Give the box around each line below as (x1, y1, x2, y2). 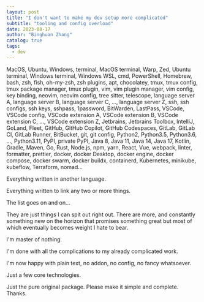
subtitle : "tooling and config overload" (6, 20, 114, 26)
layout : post (6, 9, 40, 15)
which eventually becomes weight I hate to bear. (6, 224, 129, 231)
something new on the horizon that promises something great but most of (6, 217, 192, 224)
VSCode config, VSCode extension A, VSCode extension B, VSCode (6, 111, 179, 118)
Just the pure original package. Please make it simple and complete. (6, 283, 179, 290)
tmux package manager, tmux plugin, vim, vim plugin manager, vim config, (6, 85, 195, 92)
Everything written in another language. (6, 175, 106, 183)
